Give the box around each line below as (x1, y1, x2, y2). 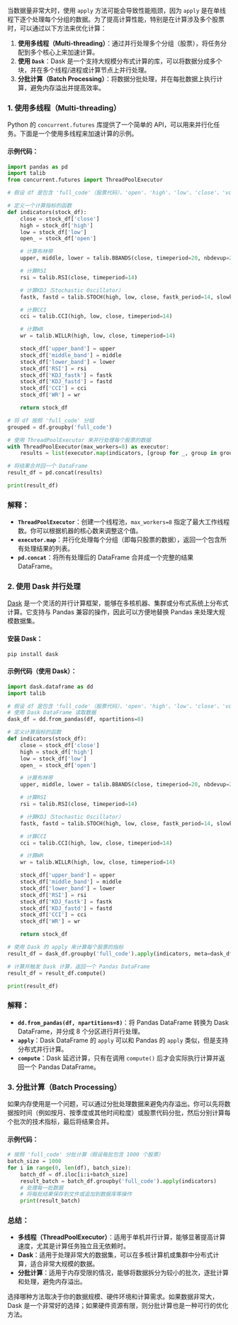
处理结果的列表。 (23, 545, 74, 553)
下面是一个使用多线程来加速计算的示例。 (19, 129, 138, 138)
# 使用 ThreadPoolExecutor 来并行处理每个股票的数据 (7, 436, 151, 444)
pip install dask (7, 650, 59, 658)
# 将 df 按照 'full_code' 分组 (7, 417, 94, 424)
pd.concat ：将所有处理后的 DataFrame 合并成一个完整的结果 (17, 553, 193, 562)
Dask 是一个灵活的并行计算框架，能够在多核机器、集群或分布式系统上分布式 (7, 599, 229, 608)
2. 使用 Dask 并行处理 (7, 581, 81, 591)
